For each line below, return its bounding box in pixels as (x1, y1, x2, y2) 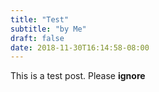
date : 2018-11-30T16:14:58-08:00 (10, 42, 150, 53)
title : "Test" (10, 14, 70, 25)
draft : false (10, 33, 65, 43)
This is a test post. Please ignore (10, 70, 146, 82)
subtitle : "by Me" (10, 24, 87, 34)
